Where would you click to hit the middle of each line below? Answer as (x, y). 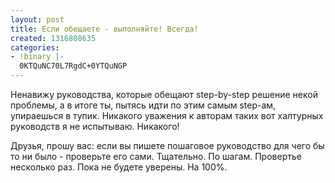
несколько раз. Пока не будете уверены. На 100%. (119, 167)
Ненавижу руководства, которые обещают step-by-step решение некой (164, 94)
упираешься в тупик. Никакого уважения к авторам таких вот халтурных (167, 115)
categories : (35, 47)
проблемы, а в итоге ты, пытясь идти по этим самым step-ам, (143, 105)
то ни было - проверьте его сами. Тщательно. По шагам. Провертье (156, 156)
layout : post (37, 19)
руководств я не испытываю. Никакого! (95, 126)
